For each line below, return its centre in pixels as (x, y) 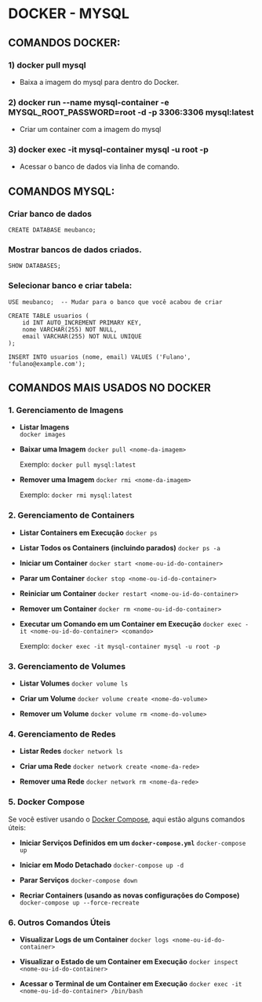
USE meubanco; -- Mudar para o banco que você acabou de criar (115, 302)
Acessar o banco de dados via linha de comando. (100, 166)
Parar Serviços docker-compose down (78, 879)
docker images (42, 435)
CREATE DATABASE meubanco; (52, 230)
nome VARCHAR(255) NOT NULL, (70, 329)
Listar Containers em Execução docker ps (88, 532)
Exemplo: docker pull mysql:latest (78, 465)
